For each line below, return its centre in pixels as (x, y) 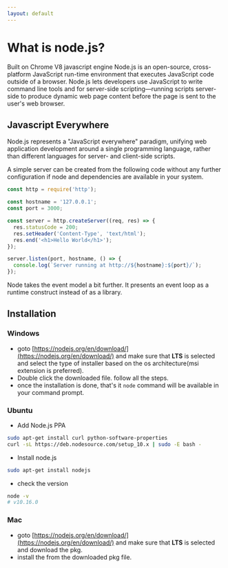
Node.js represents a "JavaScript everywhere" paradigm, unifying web (107, 141)
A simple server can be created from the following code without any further (114, 170)
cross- (202, 67)
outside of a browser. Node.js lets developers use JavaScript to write (105, 81)
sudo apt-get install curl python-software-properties (87, 438)
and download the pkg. (50, 549)
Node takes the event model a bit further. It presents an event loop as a (108, 285)
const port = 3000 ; (35, 209)
